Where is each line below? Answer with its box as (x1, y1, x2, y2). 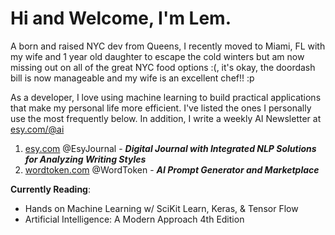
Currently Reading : (10, 183, 91, 195)
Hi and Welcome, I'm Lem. (10, 7, 232, 30)
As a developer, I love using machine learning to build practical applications (10, 91, 322, 103)
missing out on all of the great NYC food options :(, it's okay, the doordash (10, 61, 316, 73)
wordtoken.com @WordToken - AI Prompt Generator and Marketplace (24, 163, 320, 176)
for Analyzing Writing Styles (24, 153, 147, 165)
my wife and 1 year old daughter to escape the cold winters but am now (10, 50, 305, 62)
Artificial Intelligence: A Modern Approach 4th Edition (24, 213, 245, 225)
